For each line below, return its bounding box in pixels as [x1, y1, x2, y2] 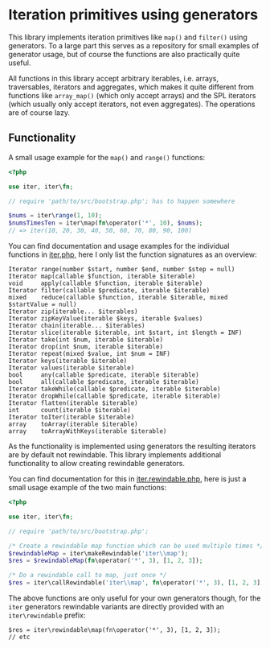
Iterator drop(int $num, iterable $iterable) [8, 343, 163, 351]
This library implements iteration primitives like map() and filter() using [8, 32, 247, 42]
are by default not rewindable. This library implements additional [8, 450, 222, 460]
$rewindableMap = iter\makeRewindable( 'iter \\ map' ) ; [8, 549, 189, 557]
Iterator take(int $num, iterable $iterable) [8, 336, 163, 344]
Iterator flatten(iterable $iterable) [8, 399, 138, 407]
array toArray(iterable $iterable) [8, 420, 138, 428]
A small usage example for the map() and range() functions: [8, 152, 206, 162]
